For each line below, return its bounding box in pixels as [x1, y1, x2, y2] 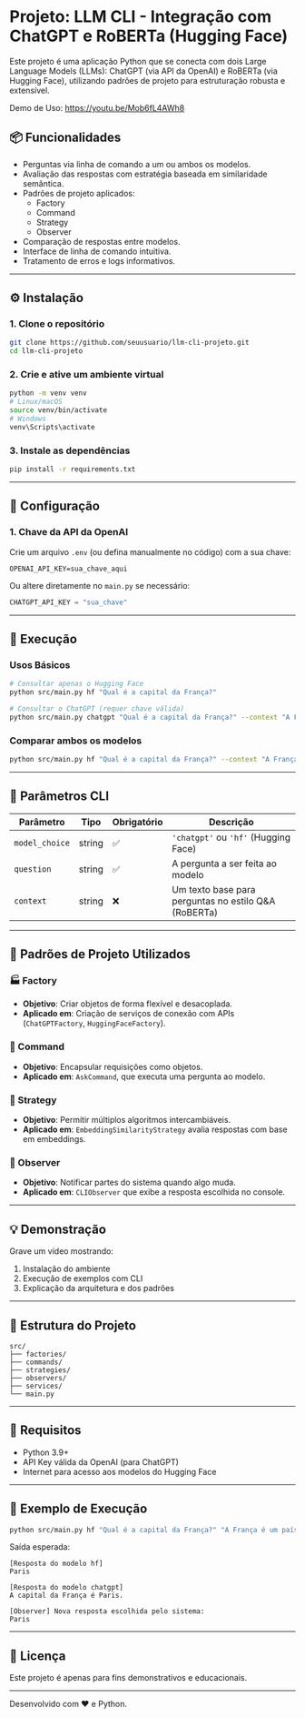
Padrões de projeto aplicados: [22, 187, 135, 198]
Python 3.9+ [22, 1447, 70, 1458]
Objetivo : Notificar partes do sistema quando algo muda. [22, 1177, 236, 1188]
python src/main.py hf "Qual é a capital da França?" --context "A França [9, 755, 299, 764]
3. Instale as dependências [9, 444, 131, 457]
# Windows [9, 414, 47, 424]
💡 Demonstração [9, 1221, 107, 1237]
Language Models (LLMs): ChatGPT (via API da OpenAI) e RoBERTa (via [9, 66, 279, 76]
